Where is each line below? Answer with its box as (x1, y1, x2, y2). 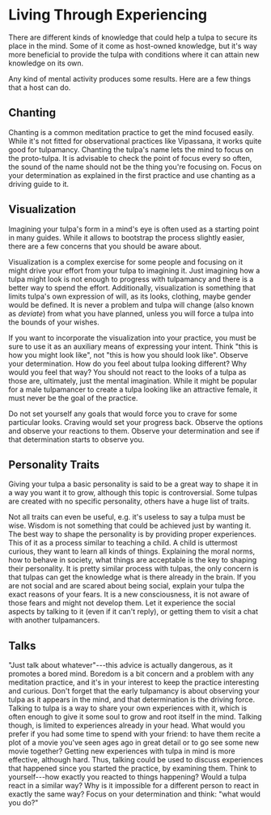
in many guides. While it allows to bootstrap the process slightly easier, (8, 232, 245, 242)
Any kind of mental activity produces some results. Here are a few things (8, 74, 252, 83)
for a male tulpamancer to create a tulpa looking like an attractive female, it (8, 384, 258, 394)
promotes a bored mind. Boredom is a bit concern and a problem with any (8, 669, 255, 679)
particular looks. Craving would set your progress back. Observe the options (8, 417, 264, 427)
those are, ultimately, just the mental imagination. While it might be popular (8, 376, 257, 385)
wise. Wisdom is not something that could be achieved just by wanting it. (8, 520, 252, 531)
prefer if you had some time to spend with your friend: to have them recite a (8, 729, 261, 739)
